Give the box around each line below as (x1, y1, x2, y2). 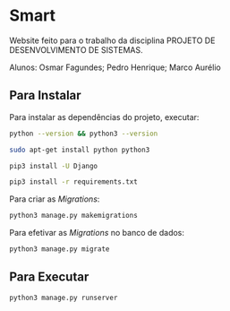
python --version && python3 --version (9, 129, 158, 138)
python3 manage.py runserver (9, 293, 118, 302)
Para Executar (9, 270, 89, 285)
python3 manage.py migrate (9, 245, 110, 254)
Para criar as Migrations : (9, 194, 100, 204)
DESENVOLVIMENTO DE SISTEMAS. (9, 44, 143, 55)
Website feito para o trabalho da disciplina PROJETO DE (9, 35, 216, 46)
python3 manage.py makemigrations (9, 212, 139, 220)
